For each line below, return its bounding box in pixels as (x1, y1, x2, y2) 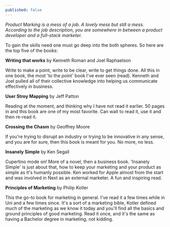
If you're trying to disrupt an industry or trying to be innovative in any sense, (5, 133, 164, 140)
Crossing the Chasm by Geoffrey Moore (5, 123, 90, 129)
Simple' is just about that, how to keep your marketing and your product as (5, 164, 161, 170)
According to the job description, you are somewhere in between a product (5, 26, 163, 33)
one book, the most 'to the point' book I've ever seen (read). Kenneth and (5, 72, 159, 79)
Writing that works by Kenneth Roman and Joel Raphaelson (5, 57, 131, 63)
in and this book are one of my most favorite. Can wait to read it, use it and (5, 108, 161, 114)
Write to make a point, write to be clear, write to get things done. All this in (5, 67, 160, 73)
